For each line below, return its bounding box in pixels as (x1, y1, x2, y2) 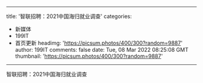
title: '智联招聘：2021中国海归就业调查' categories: (6, 13, 132, 20)
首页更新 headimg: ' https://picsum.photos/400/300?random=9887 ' (14, 40, 183, 46)
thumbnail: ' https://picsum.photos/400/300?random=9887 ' (14, 52, 163, 60)
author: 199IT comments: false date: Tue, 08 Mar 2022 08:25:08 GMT (14, 46, 189, 53)
